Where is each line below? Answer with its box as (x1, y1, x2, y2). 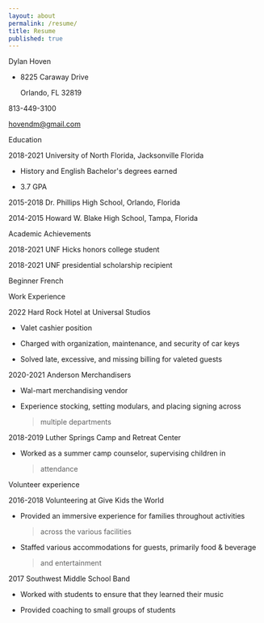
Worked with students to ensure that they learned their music (19, 590, 224, 600)
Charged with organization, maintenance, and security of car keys (19, 339, 240, 349)
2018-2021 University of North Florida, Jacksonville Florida (8, 150, 204, 160)
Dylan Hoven (8, 57, 52, 66)
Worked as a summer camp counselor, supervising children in (19, 448, 226, 458)
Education (8, 135, 42, 145)
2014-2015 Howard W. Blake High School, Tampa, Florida (8, 214, 199, 223)
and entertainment (40, 558, 103, 568)
